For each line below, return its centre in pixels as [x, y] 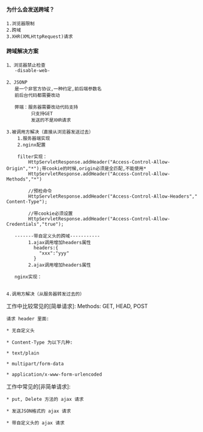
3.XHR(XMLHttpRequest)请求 [40, 37]
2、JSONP [17, 82]
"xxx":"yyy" [54, 253]
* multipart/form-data [35, 364]
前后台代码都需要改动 [37, 95]
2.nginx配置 [31, 145]
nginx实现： [28, 277]
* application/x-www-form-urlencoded [54, 375]
